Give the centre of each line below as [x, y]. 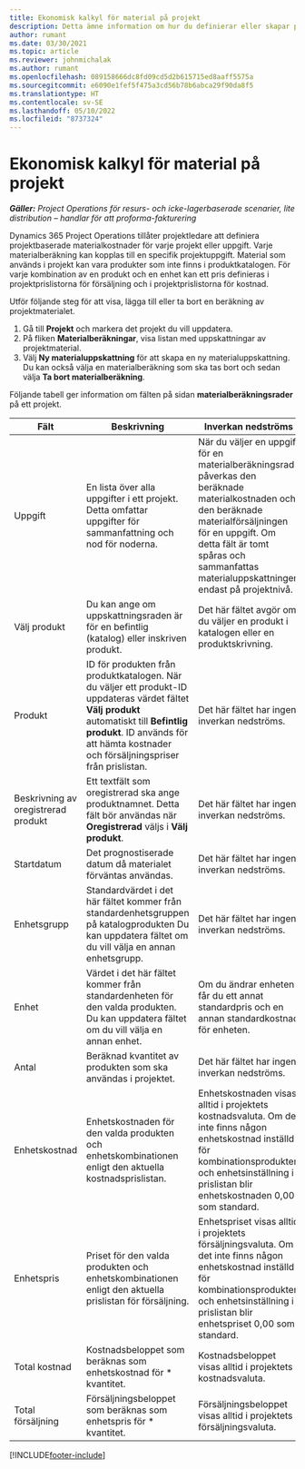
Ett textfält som [118, 782]
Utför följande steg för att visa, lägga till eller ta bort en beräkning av [137, 301]
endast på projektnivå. [246, 589]
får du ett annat [231, 996]
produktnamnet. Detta [133, 804]
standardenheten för [130, 996]
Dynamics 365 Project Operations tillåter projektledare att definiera [135, 236]
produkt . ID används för [137, 733]
